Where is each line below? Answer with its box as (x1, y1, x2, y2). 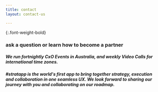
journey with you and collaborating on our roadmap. (5, 82, 115, 88)
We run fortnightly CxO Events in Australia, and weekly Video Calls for (5, 54, 153, 60)
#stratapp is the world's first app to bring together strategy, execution (5, 71, 153, 77)
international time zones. (5, 59, 58, 65)
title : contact (5, 7, 37, 12)
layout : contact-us (5, 12, 46, 17)
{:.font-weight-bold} (5, 29, 46, 35)
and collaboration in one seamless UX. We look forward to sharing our (5, 76, 153, 82)
